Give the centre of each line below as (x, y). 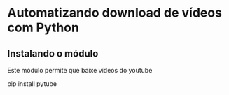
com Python (43, 28)
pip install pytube (32, 84)
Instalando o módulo (53, 53)
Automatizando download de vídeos (115, 13)
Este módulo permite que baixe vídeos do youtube (80, 70)
